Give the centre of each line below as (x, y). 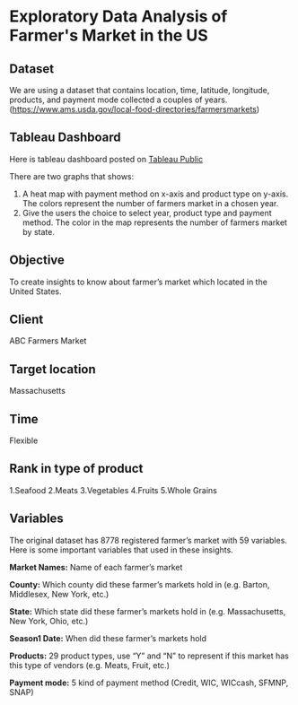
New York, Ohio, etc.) (49, 621)
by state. (39, 231)
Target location (53, 369)
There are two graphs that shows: (72, 176)
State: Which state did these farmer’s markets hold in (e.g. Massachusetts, (148, 611)
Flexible (24, 440)
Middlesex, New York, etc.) (59, 594)
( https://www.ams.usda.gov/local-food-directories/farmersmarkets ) (135, 109)
